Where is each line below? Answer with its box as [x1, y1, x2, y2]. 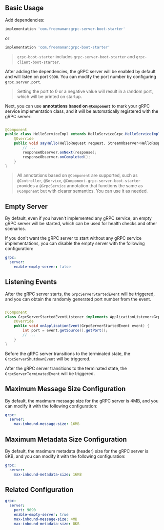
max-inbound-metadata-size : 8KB [14, 521, 80, 526]
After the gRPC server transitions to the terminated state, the [5, 365, 127, 371]
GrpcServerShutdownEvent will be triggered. [5, 355, 91, 362]
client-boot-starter [17, 60, 59, 65]
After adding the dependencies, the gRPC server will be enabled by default [5, 68, 156, 74]
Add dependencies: [5, 17, 45, 23]
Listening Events [5, 278, 57, 286]
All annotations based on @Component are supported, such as [17, 173, 138, 178]
